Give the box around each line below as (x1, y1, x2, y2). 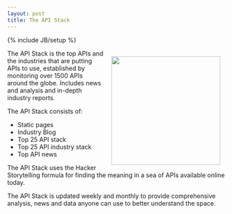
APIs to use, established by (7, 64, 86, 72)
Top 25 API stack (17, 135, 67, 143)
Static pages (17, 120, 54, 129)
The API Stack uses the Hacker (7, 163, 97, 172)
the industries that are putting (7, 56, 93, 65)
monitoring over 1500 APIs (7, 71, 84, 80)
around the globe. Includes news (7, 79, 102, 87)
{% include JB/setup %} (7, 35, 77, 44)
